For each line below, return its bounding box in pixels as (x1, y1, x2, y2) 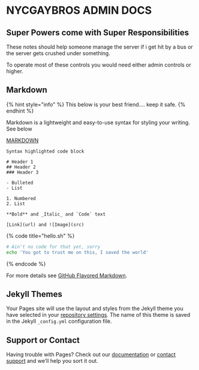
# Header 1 (6, 159, 34, 165)
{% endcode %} (6, 260, 46, 267)
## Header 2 (6, 164, 36, 170)
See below (6, 125, 32, 132)
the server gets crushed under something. (6, 50, 111, 57)
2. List (6, 201, 26, 207)
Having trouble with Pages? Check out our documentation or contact (6, 351, 176, 358)
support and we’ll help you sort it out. (6, 357, 98, 365)
